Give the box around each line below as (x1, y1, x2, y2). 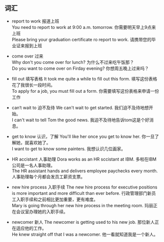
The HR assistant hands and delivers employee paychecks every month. (11, 168, 158, 174)
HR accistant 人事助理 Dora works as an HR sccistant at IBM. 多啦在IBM (11, 156, 157, 162)
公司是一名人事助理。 (11, 162, 55, 168)
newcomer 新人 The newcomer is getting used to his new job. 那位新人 (11, 219, 155, 225)
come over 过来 (11, 53, 44, 59)
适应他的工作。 (16, 225, 47, 231)
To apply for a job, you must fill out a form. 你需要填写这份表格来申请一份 (11, 88, 159, 94)
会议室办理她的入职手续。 (16, 209, 68, 215)
